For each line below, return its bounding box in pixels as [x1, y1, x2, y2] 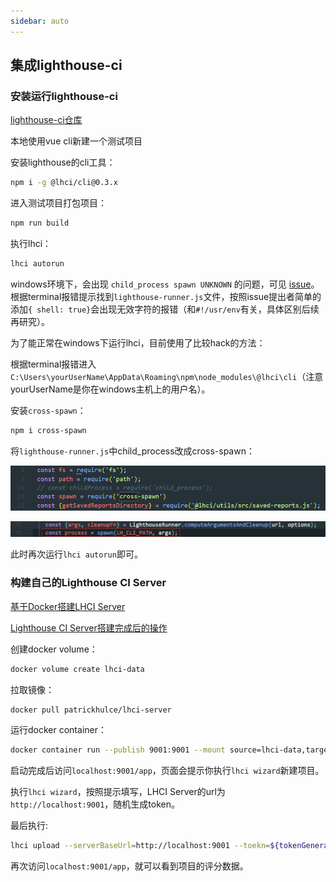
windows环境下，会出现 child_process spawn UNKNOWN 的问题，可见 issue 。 [10, 278, 320, 290]
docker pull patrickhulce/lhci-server [10, 705, 172, 715]
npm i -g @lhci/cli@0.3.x [10, 178, 118, 188]
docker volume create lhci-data [10, 664, 145, 674]
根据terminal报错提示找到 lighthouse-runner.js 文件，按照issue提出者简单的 [10, 290, 322, 302]
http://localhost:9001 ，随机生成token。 [10, 798, 180, 810]
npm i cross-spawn [10, 425, 87, 435]
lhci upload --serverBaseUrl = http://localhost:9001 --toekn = [10, 841, 271, 851]
